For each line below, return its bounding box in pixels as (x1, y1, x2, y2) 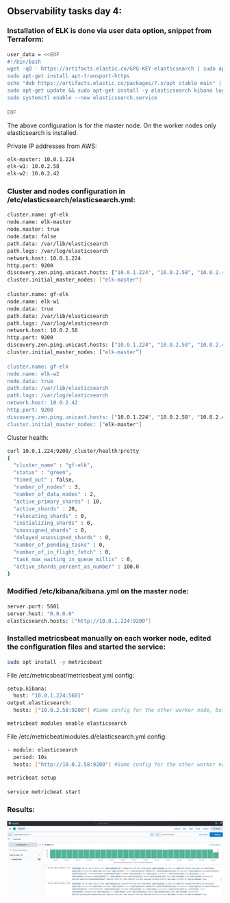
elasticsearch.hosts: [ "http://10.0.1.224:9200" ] (7, 617, 152, 624)
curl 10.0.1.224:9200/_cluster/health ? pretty (7, 447, 139, 454)
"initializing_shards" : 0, (13, 520, 94, 527)
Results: (7, 805, 36, 815)
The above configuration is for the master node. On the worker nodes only (7, 121, 217, 129)
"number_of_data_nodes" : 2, (13, 491, 97, 497)
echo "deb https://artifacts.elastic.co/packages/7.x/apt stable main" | (7, 80, 222, 87)
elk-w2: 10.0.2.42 (7, 171, 60, 177)
